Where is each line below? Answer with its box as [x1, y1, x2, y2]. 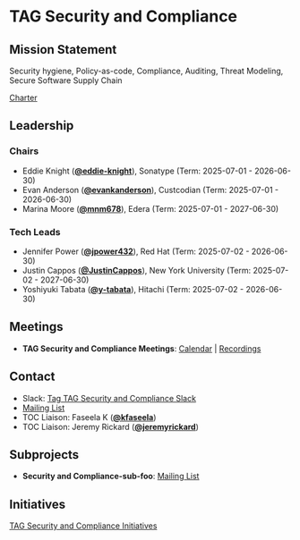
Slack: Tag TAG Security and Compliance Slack [21, 392, 197, 403]
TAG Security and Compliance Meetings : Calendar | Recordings [21, 342, 261, 354]
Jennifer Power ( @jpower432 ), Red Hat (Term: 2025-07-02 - [21, 246, 250, 257]
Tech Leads [9, 225, 61, 238]
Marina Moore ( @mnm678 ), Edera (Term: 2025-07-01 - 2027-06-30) [21, 203, 279, 214]
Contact [9, 369, 56, 384]
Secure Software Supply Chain [9, 75, 123, 86]
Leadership [9, 118, 74, 133]
